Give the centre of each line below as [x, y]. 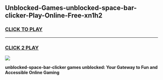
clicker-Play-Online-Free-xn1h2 [54, 16]
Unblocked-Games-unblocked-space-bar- [71, 8]
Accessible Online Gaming [32, 72]
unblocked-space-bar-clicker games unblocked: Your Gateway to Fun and [81, 67]
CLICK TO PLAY [24, 30]
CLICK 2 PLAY [22, 48]
